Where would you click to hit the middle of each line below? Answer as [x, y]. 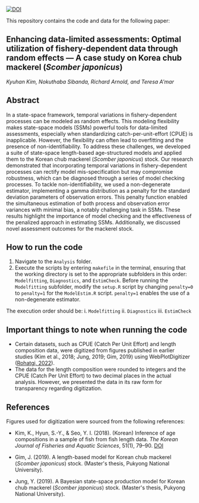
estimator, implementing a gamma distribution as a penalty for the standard [98, 190]
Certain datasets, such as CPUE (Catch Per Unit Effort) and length [95, 344]
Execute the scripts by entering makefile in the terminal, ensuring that [100, 268]
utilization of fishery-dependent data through [92, 49]
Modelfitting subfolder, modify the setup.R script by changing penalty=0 [104, 287]
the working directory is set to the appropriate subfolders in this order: [101, 274]
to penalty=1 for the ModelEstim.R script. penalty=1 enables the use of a [102, 293]
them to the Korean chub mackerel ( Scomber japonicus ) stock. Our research [99, 159]
